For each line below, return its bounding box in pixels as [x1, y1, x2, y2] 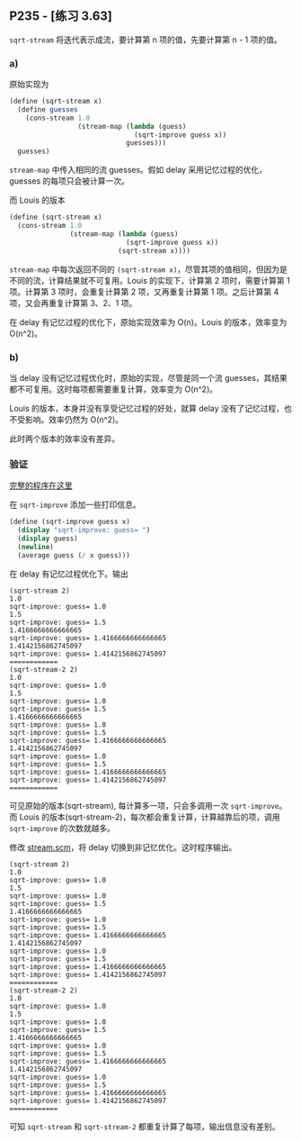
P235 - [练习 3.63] [9, 8, 112, 24]
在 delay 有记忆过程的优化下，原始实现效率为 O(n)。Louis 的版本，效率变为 [9, 316, 288, 327]
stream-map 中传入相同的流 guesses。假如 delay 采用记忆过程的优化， [9, 165, 268, 176]
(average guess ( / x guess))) [17, 550, 130, 560]
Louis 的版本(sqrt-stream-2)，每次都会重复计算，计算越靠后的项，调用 [19, 811, 280, 822]
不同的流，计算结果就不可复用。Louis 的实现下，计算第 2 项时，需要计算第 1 [9, 275, 290, 285]
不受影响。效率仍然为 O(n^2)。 [9, 413, 124, 425]
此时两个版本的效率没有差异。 [9, 433, 120, 444]
